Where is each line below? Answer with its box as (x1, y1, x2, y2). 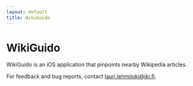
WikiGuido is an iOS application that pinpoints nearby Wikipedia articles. (6, 61, 188, 68)
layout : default (6, 9, 47, 15)
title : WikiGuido (6, 15, 51, 21)
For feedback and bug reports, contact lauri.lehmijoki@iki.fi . (6, 73, 156, 80)
